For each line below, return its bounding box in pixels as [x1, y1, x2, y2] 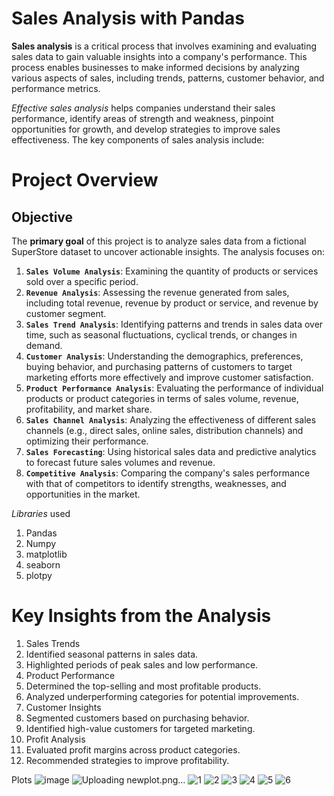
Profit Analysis [25, 733, 86, 745]
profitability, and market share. [25, 403, 153, 415]
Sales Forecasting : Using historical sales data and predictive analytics [25, 445, 317, 457]
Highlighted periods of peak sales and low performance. [25, 658, 259, 671]
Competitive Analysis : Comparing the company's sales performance [25, 467, 311, 479]
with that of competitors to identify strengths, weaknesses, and [25, 477, 287, 489]
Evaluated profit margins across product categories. [25, 743, 241, 756]
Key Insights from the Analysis [11, 605, 272, 627]
